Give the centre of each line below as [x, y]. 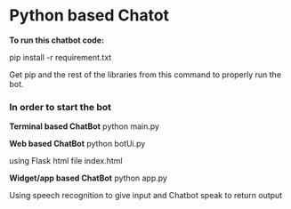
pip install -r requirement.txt [61, 57]
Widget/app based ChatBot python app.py [88, 178]
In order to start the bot [61, 107]
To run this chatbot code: [57, 40]
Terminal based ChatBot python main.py [85, 126]
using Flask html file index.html [66, 161]
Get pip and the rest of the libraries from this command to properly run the [145, 74]
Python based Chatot [89, 16]
